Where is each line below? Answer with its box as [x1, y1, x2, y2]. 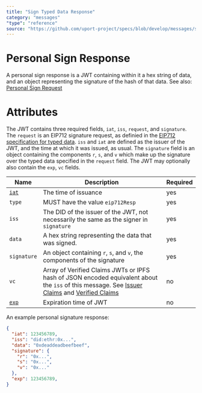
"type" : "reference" [6, 20, 58, 26]
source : [6, 25, 26, 32]
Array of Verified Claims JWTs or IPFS [43, 266, 150, 274]
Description [84, 178, 119, 187]
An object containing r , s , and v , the [43, 248, 143, 257]
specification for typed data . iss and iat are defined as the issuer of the [6, 138, 185, 145]
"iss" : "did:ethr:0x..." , [11, 336, 77, 342]
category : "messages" [6, 14, 61, 20]
